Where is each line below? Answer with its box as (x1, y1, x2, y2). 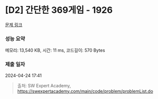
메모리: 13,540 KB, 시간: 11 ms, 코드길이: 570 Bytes (5, 47, 105, 53)
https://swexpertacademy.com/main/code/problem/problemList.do (17, 88, 154, 94)
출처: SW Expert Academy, (17, 82, 71, 89)
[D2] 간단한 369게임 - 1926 (5, 4, 113, 16)
